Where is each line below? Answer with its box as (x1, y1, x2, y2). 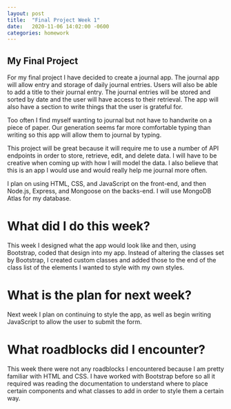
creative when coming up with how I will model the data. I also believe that (7, 159, 219, 167)
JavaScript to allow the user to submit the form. (7, 317, 143, 325)
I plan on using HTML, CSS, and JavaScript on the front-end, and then (7, 180, 207, 188)
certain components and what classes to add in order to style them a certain (7, 386, 224, 394)
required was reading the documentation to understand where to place (7, 379, 208, 388)
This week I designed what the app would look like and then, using (7, 241, 197, 249)
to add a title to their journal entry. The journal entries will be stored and (7, 88, 211, 97)
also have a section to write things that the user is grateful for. (7, 103, 183, 111)
